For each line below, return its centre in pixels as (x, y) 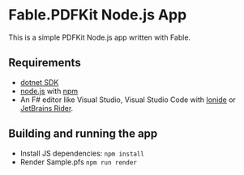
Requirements (45, 63)
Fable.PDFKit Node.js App (98, 15)
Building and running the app (83, 134)
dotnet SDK (39, 82)
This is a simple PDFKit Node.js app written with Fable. (100, 37)
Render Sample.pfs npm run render (79, 162)
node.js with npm (49, 91)
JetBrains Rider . (47, 108)
